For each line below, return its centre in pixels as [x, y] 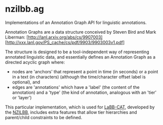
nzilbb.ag [25, 9]
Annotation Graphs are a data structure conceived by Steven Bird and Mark [81, 32]
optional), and [26, 82]
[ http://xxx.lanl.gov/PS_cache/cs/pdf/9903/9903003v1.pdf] [65, 42]
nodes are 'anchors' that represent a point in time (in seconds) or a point [85, 71]
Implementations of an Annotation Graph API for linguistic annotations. [76, 22]
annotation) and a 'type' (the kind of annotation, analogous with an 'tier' [84, 92]
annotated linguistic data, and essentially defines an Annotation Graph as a [80, 57]
